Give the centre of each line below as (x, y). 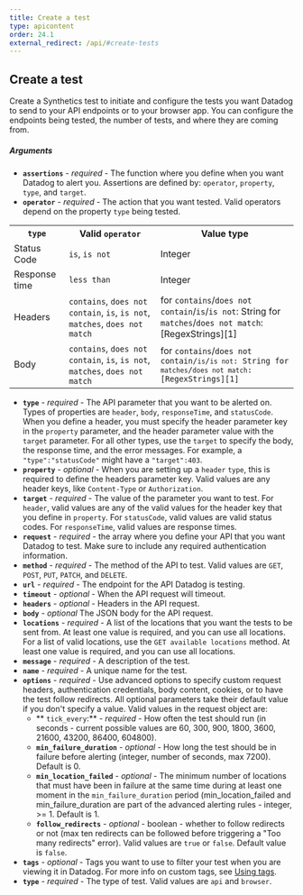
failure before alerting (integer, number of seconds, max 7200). (153, 757)
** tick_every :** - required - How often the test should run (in (151, 718)
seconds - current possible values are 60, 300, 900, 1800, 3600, (156, 728)
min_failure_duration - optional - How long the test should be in (156, 747)
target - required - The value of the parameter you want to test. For (148, 498)
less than (90, 280)
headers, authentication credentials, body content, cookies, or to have (153, 690)
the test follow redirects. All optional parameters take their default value (155, 699)
